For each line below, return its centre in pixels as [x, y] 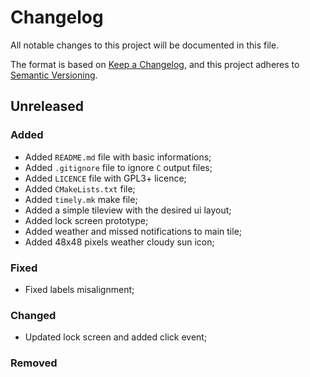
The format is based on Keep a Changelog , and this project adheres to [155, 64]
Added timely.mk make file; [81, 199]
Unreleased [47, 106]
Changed [33, 315]
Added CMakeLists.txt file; [80, 188]
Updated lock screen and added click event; [116, 337]
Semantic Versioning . [54, 75]
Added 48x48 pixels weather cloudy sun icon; [119, 242]
